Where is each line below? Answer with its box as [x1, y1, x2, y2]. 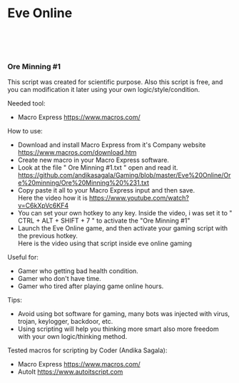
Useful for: [7, 253, 39, 262]
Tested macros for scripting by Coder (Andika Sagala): [7, 346, 168, 354]
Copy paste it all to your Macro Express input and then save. [17, 186, 195, 195]
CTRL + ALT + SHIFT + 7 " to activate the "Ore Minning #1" [17, 216, 190, 225]
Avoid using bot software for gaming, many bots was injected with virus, [17, 310, 230, 318]
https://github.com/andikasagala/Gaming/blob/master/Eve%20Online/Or [17, 171, 231, 180]
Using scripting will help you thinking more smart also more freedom [17, 325, 219, 333]
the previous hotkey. [17, 232, 78, 240]
